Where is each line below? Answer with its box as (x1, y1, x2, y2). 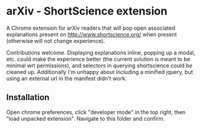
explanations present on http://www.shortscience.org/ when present (6, 30, 177, 38)
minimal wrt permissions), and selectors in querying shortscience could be (6, 62, 193, 69)
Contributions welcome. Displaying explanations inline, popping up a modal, (6, 49, 196, 56)
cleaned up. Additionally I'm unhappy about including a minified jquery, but (6, 68, 193, 75)
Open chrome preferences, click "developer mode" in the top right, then (6, 108, 186, 116)
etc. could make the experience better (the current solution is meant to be (6, 55, 191, 62)
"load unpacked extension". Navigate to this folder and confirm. (6, 115, 165, 122)
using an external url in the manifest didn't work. (6, 75, 127, 82)
